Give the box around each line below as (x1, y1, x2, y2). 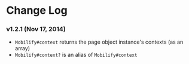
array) (14, 45, 31, 52)
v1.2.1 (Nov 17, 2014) (6, 25, 66, 33)
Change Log (6, 4, 68, 17)
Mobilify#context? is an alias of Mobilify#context (14, 51, 138, 59)
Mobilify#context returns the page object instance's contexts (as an (14, 38, 184, 45)
